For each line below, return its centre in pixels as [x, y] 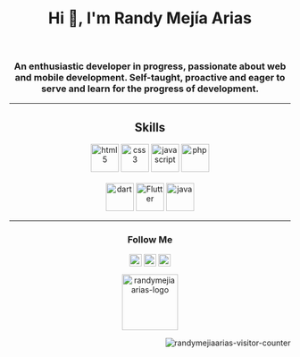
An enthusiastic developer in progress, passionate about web [150, 66]
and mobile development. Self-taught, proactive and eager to [150, 77]
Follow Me [150, 239]
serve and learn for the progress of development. [150, 89]
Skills [150, 127]
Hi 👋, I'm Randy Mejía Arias [150, 18]
